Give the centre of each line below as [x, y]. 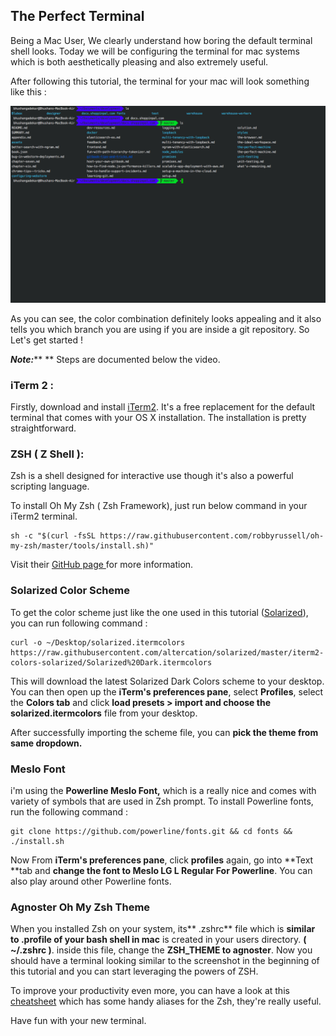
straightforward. [43, 428]
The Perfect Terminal [77, 16]
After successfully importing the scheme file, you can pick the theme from [164, 732]
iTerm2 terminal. [44, 516]
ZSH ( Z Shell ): [47, 454]
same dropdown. [46, 743]
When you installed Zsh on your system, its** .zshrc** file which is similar [163, 929]
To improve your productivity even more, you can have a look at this [150, 991]
